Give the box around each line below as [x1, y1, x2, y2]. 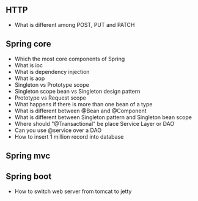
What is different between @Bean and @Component [14, 107, 147, 114]
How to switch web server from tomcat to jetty [14, 188, 132, 195]
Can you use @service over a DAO [14, 126, 102, 134]
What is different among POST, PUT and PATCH [14, 21, 135, 28]
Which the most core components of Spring [14, 55, 125, 62]
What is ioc [14, 61, 43, 69]
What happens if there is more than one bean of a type [14, 100, 153, 108]
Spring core [5, 39, 51, 49]
